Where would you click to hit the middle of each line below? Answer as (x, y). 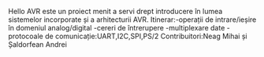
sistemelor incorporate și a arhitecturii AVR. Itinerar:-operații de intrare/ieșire (132, 20)
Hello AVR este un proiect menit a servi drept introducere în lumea (115, 11)
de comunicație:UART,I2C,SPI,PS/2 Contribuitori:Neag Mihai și (146, 36)
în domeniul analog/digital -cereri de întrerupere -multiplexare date (117, 28)
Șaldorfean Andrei (37, 45)
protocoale (26, 36)
